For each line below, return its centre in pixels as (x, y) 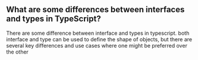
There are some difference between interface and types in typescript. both (98, 33)
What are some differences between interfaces (95, 10)
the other (17, 52)
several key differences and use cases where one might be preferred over (97, 45)
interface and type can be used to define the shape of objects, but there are (99, 39)
